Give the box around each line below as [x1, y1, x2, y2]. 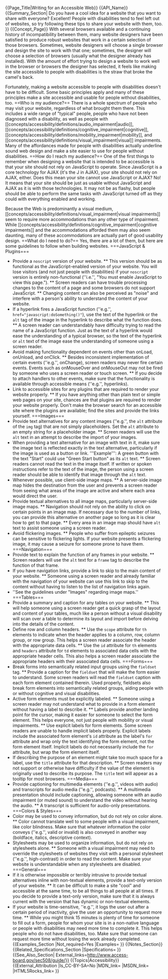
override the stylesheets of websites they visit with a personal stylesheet [12, 850, 163, 856]
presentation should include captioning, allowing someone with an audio [12, 792, 162, 798]
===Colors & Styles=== [12, 808, 62, 814]
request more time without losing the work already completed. [12, 936, 141, 942]
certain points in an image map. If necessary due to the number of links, [12, 509, 161, 515]
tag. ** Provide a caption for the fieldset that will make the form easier [12, 669, 160, 675]
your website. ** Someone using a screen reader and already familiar [12, 573, 155, 579]
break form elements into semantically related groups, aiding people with [12, 685, 163, 691]
